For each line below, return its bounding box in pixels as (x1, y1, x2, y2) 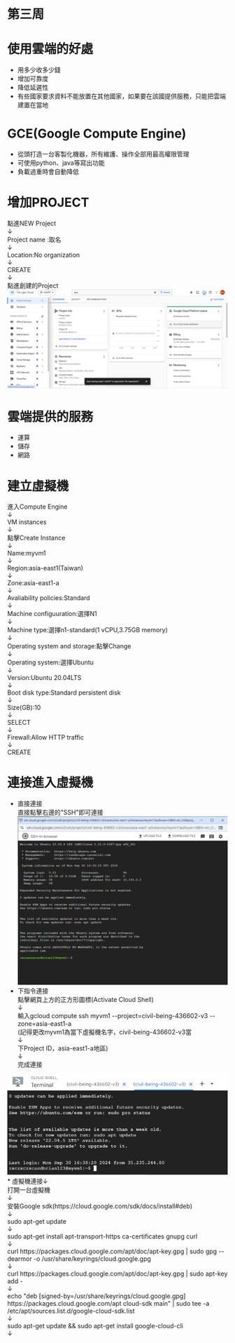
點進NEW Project (7, 219, 57, 227)
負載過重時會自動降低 (17, 168, 79, 176)
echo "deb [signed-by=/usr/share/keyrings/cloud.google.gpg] (7, 1292, 186, 1300)
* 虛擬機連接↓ (7, 1177, 48, 1185)
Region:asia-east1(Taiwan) (7, 564, 84, 573)
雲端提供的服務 (7, 408, 94, 425)
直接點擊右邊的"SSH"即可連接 (17, 808, 104, 817)
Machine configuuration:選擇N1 (7, 610, 97, 618)
